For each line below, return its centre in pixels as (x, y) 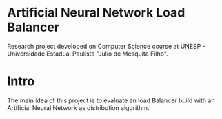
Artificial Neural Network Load (96, 13)
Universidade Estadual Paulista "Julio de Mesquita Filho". (88, 54)
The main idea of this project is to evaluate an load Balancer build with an (111, 100)
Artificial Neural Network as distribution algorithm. (78, 107)
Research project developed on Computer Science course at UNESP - (106, 46)
